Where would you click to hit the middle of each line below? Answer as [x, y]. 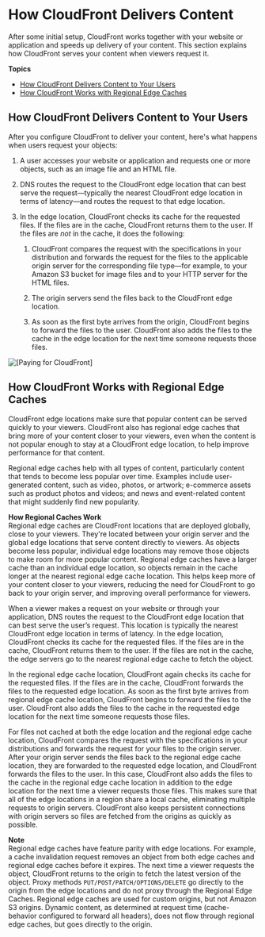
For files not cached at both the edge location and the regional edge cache [130, 732]
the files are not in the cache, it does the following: [102, 233]
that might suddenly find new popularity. [74, 501]
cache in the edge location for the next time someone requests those [144, 338]
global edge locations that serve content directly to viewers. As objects [124, 542]
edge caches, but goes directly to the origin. [80, 924]
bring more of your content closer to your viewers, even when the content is [132, 436]
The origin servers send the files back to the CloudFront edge [132, 298]
